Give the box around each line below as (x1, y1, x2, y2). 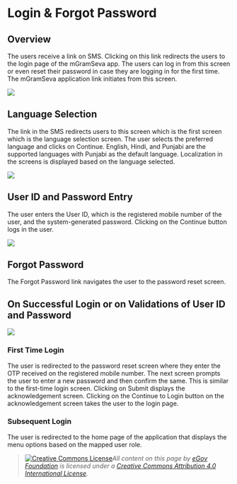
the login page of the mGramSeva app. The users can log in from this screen (7, 60, 231, 68)
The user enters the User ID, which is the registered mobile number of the (7, 210, 222, 218)
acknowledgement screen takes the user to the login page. (7, 399, 179, 407)
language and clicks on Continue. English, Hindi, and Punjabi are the (7, 142, 207, 150)
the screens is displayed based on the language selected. (7, 157, 175, 166)
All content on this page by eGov (112, 454, 208, 462)
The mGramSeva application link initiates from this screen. (7, 74, 178, 83)
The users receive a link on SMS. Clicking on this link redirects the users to (7, 52, 226, 60)
